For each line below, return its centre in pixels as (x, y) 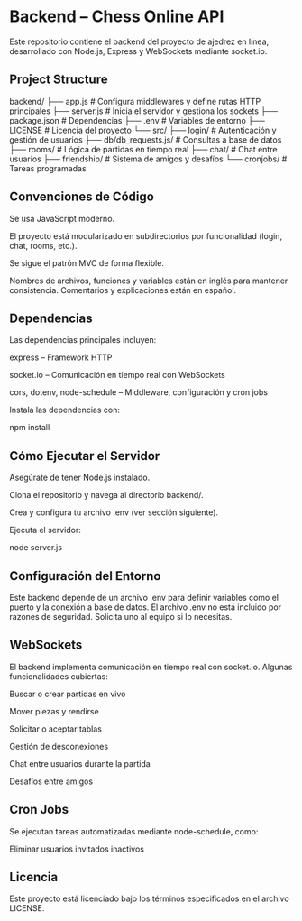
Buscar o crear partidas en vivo (68, 694)
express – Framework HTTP (61, 357)
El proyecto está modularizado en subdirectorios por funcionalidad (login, (146, 235)
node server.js (36, 548)
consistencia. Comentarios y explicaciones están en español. (123, 290)
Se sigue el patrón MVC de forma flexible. (87, 262)
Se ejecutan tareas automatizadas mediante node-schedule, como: (134, 831)
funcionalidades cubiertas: (59, 676)
